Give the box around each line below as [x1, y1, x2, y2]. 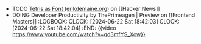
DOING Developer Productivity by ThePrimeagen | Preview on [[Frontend [12, 11, 196, 19]
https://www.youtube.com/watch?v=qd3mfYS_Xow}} [12, 31, 146, 38]
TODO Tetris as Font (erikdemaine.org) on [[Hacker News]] [12, 5, 160, 12]
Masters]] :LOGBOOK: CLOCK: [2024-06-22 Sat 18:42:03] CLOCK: [12, 18, 180, 25]
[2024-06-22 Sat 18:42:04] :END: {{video [12, 24, 117, 31]
